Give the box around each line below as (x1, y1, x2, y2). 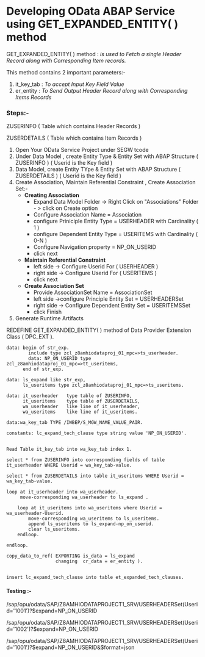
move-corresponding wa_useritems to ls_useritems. (28, 515, 160, 522)
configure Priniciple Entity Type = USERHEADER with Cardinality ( (33, 218, 198, 225)
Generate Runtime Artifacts (15, 315, 84, 322)
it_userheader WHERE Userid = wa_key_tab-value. (6, 462, 132, 469)
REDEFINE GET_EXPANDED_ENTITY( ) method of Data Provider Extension (6, 326, 192, 334)
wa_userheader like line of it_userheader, (22, 404, 140, 410)
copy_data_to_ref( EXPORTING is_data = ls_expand (6, 553, 135, 559)
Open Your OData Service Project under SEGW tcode (15, 146, 149, 154)
